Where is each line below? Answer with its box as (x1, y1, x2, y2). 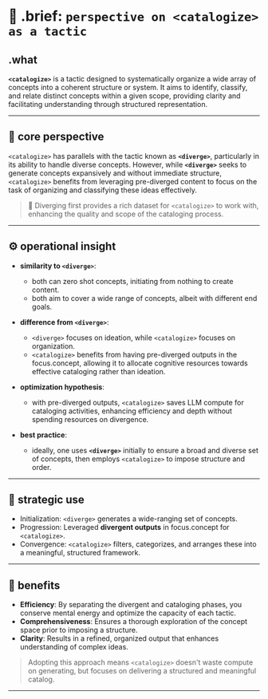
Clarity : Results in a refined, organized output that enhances (19, 634, 219, 643)
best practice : (19, 430, 68, 440)
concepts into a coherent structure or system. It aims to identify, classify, (8, 83, 248, 92)
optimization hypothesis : (19, 382, 105, 392)
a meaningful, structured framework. (19, 548, 141, 558)
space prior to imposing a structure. (19, 626, 138, 635)
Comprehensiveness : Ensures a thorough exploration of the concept (19, 617, 248, 626)
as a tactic (8, 24, 88, 39)
